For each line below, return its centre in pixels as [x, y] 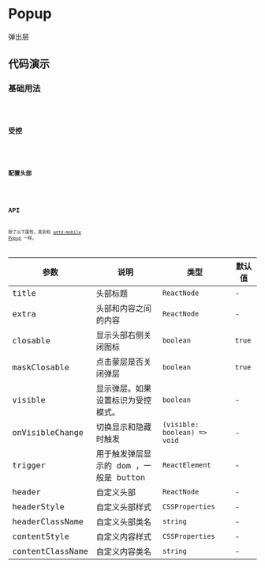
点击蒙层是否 [120, 362]
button [131, 478]
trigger [29, 465]
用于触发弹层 [120, 454]
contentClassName [50, 551]
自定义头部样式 [124, 507]
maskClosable [41, 367]
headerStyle [38, 507]
